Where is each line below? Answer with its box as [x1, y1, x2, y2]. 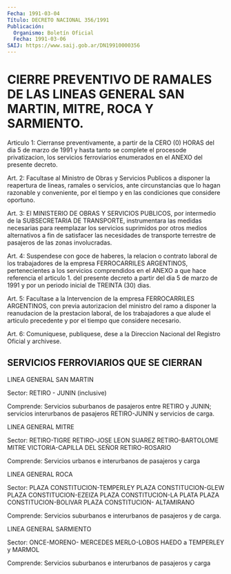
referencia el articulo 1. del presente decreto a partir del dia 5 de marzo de [7, 274, 218, 282]
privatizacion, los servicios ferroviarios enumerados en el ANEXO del [7, 153, 203, 161]
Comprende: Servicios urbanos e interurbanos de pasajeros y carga [7, 456, 201, 465]
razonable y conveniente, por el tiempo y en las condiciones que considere [7, 188, 221, 196]
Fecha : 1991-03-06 [13, 36, 67, 43]
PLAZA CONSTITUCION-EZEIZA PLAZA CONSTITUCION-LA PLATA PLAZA [7, 491, 219, 499]
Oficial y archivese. [7, 337, 62, 345]
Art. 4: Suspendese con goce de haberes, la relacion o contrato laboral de [7, 252, 217, 260]
